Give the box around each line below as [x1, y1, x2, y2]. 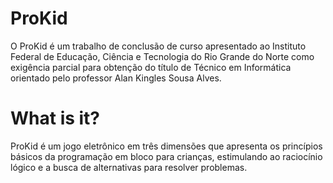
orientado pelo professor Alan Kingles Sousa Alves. [10, 72, 222, 84]
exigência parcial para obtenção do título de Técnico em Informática [10, 61, 292, 73]
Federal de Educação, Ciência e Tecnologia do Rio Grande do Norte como [10, 50, 315, 62]
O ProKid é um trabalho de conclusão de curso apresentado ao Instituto [10, 40, 307, 52]
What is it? [10, 107, 101, 130]
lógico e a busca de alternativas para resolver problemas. [10, 161, 248, 173]
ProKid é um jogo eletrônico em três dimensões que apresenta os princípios [10, 140, 323, 152]
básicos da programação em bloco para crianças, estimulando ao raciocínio [10, 150, 323, 162]
